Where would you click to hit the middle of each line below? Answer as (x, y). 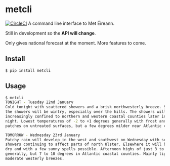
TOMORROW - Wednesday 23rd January (43, 135)
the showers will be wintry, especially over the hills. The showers (80, 112)
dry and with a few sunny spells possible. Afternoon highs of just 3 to (85, 149)
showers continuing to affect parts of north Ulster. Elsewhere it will (83, 144)
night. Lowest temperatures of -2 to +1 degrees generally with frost (81, 121)
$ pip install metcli (28, 70)
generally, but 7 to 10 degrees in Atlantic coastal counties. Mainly (81, 154)
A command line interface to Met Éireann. (71, 23)
